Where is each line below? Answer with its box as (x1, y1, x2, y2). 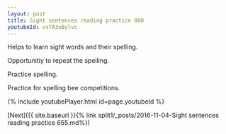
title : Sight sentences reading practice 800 (7, 17, 144, 24)
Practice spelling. (7, 70, 58, 78)
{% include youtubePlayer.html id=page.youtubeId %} (7, 97, 165, 106)
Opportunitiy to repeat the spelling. (7, 56, 110, 65)
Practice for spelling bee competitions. (7, 84, 120, 92)
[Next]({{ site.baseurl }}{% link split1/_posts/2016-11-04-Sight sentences (7, 111, 220, 120)
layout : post (7, 10, 46, 18)
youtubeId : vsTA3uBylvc (7, 23, 78, 30)
